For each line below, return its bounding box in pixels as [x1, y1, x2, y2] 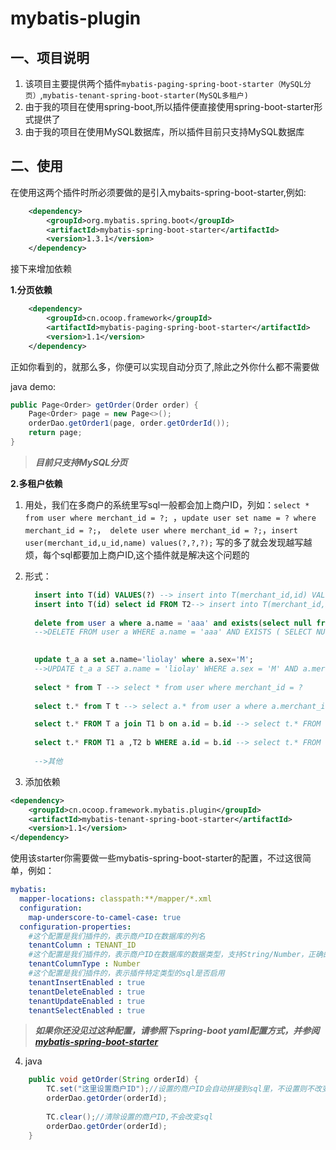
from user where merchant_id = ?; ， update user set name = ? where [24, 511, 317, 523]
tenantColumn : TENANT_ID [28, 940, 137, 951]
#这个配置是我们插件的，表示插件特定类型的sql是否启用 [28, 968, 225, 979]
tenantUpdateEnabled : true [28, 996, 145, 1006]
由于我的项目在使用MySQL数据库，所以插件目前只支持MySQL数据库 [24, 126, 305, 137]
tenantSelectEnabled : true [28, 1005, 145, 1016]
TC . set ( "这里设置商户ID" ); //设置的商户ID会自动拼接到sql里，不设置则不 [46, 1084, 315, 1094]
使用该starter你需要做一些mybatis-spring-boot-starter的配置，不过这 [10, 852, 295, 864]
